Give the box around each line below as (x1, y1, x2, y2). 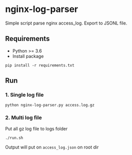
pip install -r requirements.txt (5, 62, 75, 68)
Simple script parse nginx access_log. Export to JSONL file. (5, 20, 128, 26)
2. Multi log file (5, 114, 42, 121)
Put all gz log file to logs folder (5, 125, 68, 131)
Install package (12, 53, 44, 59)
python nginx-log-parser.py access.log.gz (5, 102, 95, 108)
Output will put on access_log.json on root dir (5, 144, 99, 150)
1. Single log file (5, 91, 44, 98)
